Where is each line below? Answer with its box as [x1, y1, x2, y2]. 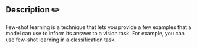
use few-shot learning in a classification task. [5, 36, 116, 43]
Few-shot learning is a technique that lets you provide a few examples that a [5, 23, 192, 31]
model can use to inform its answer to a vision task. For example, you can [5, 30, 185, 37]
